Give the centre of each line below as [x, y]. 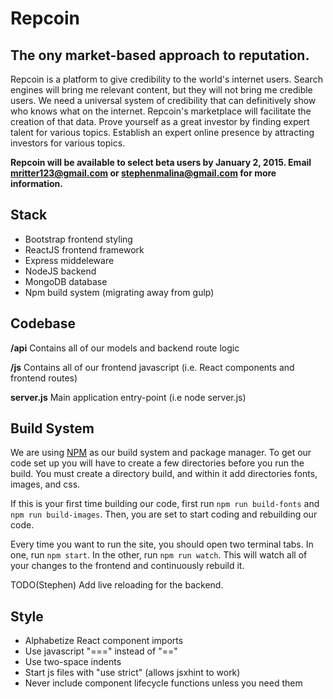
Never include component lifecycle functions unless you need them [163, 683]
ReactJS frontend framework [84, 249]
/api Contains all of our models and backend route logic [125, 348]
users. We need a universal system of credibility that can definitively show [163, 100]
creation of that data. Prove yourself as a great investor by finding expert [160, 121]
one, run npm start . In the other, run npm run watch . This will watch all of [159, 555]
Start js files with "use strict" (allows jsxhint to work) [132, 673]
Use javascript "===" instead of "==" [101, 651]
